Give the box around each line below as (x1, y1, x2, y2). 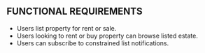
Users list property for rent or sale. (16, 24, 117, 32)
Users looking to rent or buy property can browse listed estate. (16, 31, 199, 40)
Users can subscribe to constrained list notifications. (16, 38, 169, 47)
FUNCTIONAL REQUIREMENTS (6, 6, 143, 17)
